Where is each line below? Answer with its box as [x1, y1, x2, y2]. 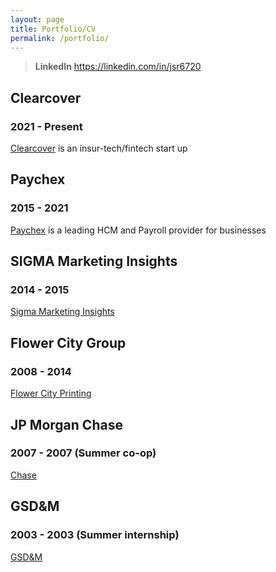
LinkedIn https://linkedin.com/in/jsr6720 [34, 61, 202, 73]
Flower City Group [10, 334, 127, 351]
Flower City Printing [10, 387, 92, 400]
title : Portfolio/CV [10, 24, 97, 34]
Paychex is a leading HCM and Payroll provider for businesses [10, 224, 267, 236]
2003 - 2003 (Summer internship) [10, 528, 180, 542]
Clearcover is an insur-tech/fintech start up [10, 142, 188, 155]
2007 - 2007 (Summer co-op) [10, 446, 157, 460]
